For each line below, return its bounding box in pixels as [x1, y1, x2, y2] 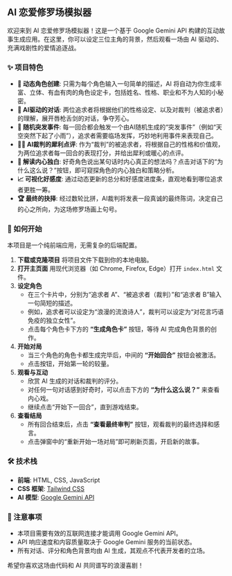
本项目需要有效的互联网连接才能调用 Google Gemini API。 [17, 529, 182, 537]
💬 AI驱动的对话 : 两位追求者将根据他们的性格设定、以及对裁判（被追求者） [17, 106, 224, 114]
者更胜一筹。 [17, 186, 54, 194]
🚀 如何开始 [7, 224, 43, 234]
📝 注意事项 [7, 512, 43, 521]
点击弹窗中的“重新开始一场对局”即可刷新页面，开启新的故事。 [27, 438, 203, 446]
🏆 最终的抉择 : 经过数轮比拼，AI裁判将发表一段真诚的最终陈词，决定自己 [17, 195, 223, 203]
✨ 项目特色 [7, 62, 44, 72]
